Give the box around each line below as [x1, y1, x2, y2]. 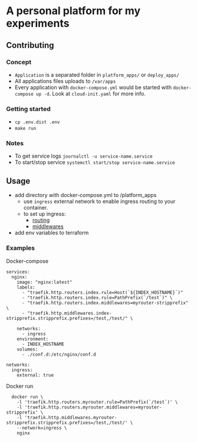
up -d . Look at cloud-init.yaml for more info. [36, 90, 146, 97]
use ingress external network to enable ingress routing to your [23, 198, 176, 205]
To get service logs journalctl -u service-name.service [14, 152, 153, 160]
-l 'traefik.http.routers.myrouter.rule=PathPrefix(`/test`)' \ [17, 399, 178, 405]
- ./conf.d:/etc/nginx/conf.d [21, 351, 96, 358]
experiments [6, 17, 70, 30]
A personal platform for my [6, 4, 141, 18]
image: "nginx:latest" [17, 279, 73, 285]
